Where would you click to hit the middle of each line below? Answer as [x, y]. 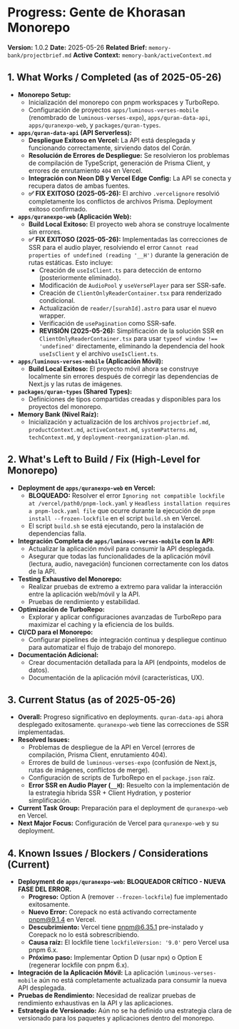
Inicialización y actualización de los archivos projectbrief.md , [119, 421]
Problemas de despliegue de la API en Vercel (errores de [112, 748]
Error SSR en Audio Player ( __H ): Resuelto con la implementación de [129, 785]
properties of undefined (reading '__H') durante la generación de [128, 255]
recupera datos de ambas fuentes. [79, 186]
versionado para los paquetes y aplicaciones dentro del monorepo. [116, 1018]
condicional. [57, 300]
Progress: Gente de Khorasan [97, 12]
